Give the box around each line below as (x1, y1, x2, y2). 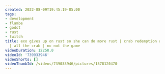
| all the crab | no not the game (9, 43, 80, 48)
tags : (5, 12, 16, 17)
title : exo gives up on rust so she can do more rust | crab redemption (5, 39, 157, 44)
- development (5, 16, 34, 21)
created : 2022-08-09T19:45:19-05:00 (5, 7, 80, 12)
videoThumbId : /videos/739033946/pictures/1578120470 (5, 61, 118, 66)
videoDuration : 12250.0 (5, 48, 54, 53)
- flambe (5, 20, 23, 26)
